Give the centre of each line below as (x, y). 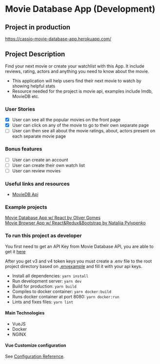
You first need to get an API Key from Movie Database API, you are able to (79, 246)
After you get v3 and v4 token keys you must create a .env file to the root (79, 261)
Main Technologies (25, 313)
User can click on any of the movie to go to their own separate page (80, 125)
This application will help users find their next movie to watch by (77, 81)
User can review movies (36, 170)
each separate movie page (39, 136)
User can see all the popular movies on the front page (66, 120)
